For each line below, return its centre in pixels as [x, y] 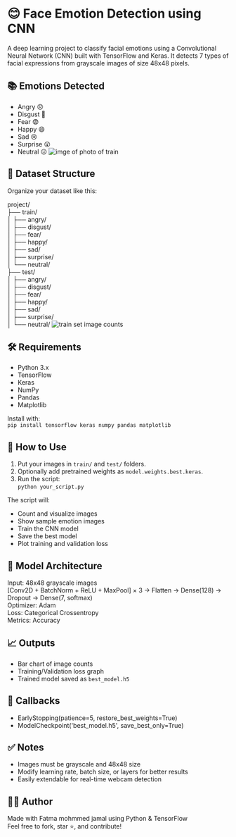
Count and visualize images [57, 514]
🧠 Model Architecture [55, 566]
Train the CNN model [48, 529]
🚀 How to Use [37, 447]
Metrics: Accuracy [34, 620]
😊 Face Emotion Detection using [104, 14]
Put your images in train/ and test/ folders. [81, 464]
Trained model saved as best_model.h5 [73, 678]
